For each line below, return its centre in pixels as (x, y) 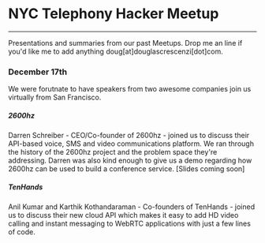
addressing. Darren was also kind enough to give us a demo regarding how (130, 161)
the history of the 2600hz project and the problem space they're (113, 152)
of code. (22, 232)
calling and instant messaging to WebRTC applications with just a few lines (129, 224)
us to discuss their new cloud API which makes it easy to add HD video (123, 215)
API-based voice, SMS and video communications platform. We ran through (131, 144)
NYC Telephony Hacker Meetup (114, 14)
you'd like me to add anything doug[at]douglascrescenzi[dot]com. (116, 51)
